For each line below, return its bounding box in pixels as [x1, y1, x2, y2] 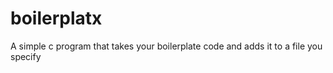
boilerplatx [10, 7, 103, 30]
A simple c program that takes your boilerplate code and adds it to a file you [10, 40, 323, 52]
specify [10, 50, 42, 62]
